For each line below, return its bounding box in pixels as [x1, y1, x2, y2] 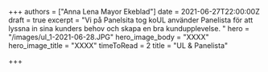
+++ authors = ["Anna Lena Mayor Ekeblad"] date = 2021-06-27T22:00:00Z [8, 7, 260, 16]
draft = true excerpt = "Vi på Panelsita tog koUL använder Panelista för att [8, 15, 254, 25]
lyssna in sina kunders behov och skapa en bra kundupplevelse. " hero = [8, 24, 249, 33]
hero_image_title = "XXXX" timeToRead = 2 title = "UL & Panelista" [8, 41, 229, 50]
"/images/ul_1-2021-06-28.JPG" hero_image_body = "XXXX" [8, 32, 209, 42]
